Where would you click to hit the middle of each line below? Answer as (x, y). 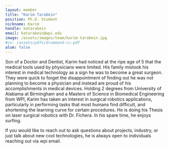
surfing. (13, 120)
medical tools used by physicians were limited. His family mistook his (77, 67)
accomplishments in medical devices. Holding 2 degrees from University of (83, 88)
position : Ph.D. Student (31, 19)
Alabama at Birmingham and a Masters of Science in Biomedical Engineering (85, 94)
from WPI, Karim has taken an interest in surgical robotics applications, (79, 99)
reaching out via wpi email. (33, 141)
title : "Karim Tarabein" (31, 15)
